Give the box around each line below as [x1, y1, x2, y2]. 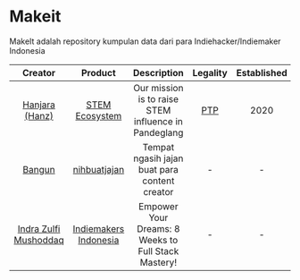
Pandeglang [133, 126, 184, 139]
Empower [137, 199, 179, 212]
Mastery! [139, 256, 178, 268]
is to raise [137, 92, 179, 105]
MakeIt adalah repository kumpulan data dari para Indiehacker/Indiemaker [9, 36, 281, 47]
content [142, 174, 175, 187]
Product [80, 66, 116, 79]
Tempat [142, 140, 175, 153]
